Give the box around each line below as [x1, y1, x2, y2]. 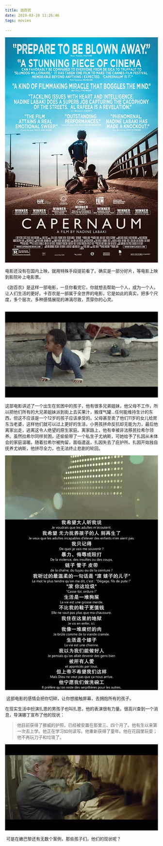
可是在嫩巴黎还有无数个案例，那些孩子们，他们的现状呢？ [6, 836, 121, 842]
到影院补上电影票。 [5, 274, 44, 280]
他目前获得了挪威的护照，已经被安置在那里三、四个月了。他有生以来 [16, 722, 153, 728]
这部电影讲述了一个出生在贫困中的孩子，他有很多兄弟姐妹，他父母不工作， [5, 403, 154, 409]
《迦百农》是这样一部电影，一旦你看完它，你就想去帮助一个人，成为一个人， [5, 284, 158, 290]
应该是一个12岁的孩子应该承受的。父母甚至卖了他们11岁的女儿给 [26, 415, 153, 421]
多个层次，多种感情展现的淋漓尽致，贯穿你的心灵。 [13, 296, 115, 302]
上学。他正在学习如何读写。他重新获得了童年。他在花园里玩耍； [30, 728, 158, 734]
